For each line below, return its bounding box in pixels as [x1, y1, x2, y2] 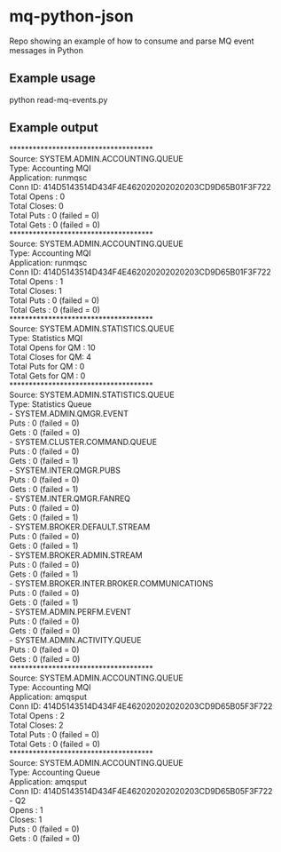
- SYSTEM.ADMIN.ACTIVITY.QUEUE [9, 634, 142, 645]
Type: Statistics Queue [9, 398, 92, 410]
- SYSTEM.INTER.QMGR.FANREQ [9, 493, 131, 504]
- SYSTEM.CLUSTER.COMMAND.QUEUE [9, 436, 158, 447]
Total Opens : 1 [9, 275, 64, 286]
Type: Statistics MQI [9, 332, 82, 343]
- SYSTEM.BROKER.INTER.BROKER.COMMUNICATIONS [9, 577, 214, 588]
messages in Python [9, 44, 84, 55]
